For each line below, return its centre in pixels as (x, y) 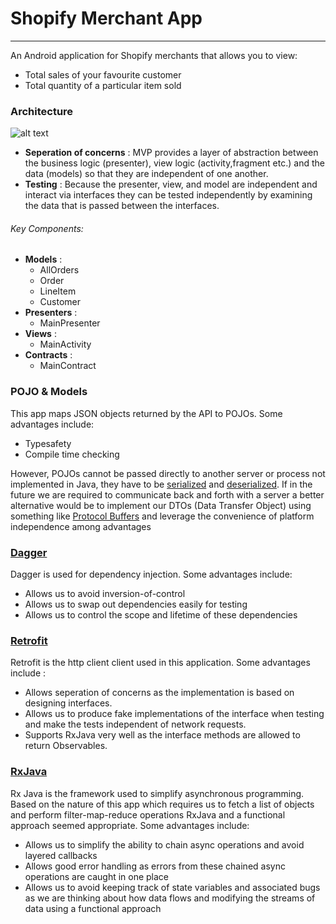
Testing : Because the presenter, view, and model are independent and (171, 184)
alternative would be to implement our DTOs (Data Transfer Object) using (161, 505)
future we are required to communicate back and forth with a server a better (167, 494)
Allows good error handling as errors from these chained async (155, 866)
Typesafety (48, 443)
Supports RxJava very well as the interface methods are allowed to (162, 735)
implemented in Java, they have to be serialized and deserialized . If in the (161, 484)
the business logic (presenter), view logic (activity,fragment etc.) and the (174, 163)
